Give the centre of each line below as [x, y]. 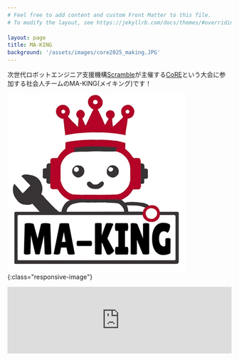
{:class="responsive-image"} [50, 277]
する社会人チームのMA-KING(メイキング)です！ [82, 83]
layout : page [27, 38]
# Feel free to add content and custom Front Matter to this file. [110, 15]
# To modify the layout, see [51, 22]
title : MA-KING [30, 45]
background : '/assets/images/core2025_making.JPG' [84, 53]
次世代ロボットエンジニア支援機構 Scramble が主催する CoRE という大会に [113, 74]
